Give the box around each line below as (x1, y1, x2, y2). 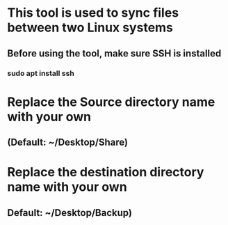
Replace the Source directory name (7, 94, 215, 109)
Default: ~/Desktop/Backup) (7, 207, 132, 219)
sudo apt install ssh (7, 68, 74, 78)
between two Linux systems (7, 20, 174, 36)
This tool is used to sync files (7, 5, 179, 21)
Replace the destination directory (7, 164, 204, 180)
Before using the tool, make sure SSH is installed (7, 47, 222, 59)
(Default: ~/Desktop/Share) (7, 137, 129, 148)
